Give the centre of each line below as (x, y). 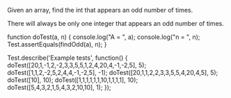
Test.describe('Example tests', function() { (67, 58)
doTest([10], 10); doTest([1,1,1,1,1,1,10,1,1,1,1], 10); (73, 80)
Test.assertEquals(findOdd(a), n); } (57, 44)
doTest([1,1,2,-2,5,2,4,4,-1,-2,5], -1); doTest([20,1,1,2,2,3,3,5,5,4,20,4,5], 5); (113, 73)
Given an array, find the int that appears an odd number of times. (100, 10)
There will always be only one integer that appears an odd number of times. (115, 23)
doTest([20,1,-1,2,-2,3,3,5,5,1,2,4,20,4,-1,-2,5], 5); (77, 65)
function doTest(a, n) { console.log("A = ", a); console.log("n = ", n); (104, 37)
